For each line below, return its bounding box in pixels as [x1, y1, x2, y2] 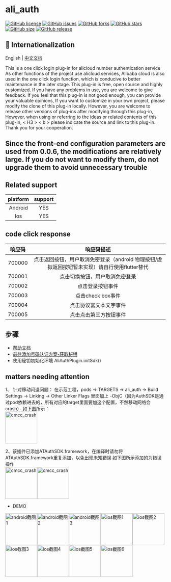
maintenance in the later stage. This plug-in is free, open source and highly [5, 81, 163, 87]
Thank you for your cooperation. [5, 124, 73, 130]
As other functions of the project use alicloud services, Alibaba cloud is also [5, 70, 165, 76]
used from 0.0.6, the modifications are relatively [5, 147, 162, 156]
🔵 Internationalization [5, 41, 75, 49]
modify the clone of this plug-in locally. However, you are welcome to [5, 103, 151, 109]
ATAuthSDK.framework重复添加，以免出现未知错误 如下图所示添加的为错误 [5, 455, 162, 461]
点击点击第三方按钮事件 [70, 311, 126, 318]
